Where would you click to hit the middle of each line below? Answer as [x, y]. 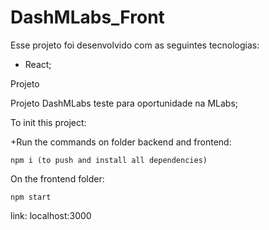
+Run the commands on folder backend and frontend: [121, 142]
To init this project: [48, 122]
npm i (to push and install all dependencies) [109, 160]
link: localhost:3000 [51, 215]
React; [38, 64]
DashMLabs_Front [87, 17]
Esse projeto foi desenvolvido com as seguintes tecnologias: [135, 45]
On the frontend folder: [57, 178]
